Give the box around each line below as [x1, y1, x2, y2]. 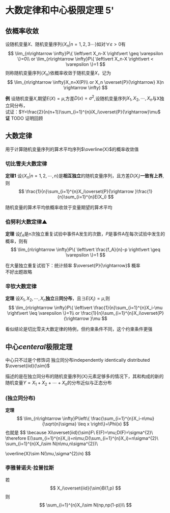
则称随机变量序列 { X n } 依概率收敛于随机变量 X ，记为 [5, 69, 111, 77]
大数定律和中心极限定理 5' [5, 5, 115, 16]
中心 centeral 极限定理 [5, 342, 73, 351]
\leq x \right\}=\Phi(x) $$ [77, 421, 129, 427]
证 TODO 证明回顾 [5, 115, 43, 122]
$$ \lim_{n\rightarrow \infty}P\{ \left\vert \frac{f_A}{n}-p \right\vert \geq [10, 246, 161, 253]
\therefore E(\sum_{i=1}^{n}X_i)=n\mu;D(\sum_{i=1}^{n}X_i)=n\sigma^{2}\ [5, 435, 159, 441]
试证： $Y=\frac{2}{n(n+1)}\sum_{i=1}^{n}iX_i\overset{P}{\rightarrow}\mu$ [5, 109, 161, 115]
